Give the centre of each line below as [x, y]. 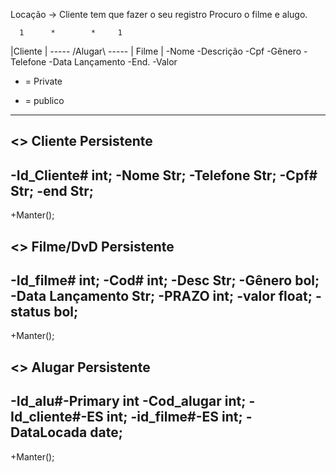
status [31, 311]
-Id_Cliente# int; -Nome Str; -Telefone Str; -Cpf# [164, 175]
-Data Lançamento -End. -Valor [113, 62]
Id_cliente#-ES [57, 417]
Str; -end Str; [52, 190]
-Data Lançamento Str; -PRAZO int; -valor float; [161, 295]
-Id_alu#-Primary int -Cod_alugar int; [128, 401]
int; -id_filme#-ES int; [174, 417]
